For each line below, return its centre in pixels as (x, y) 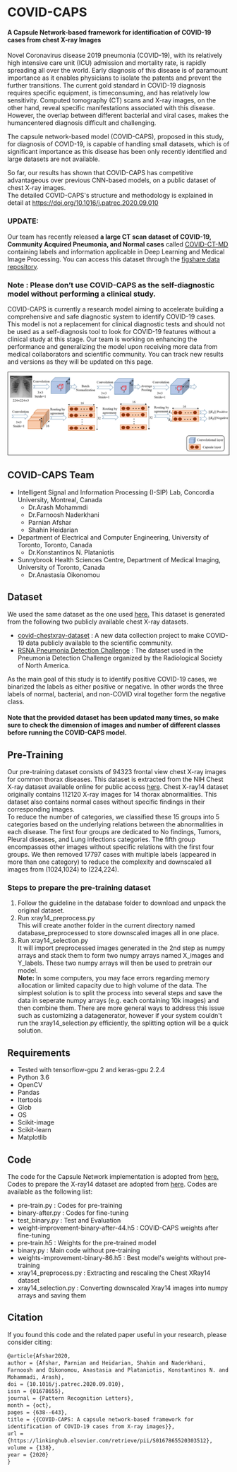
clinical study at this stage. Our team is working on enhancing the (102, 339)
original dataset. (41, 910)
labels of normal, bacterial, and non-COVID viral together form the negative (116, 694)
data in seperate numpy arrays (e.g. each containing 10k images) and (118, 1001)
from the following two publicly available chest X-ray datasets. (98, 622)
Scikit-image (36, 1122)
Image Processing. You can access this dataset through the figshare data (114, 259)
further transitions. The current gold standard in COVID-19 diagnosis (107, 85)
